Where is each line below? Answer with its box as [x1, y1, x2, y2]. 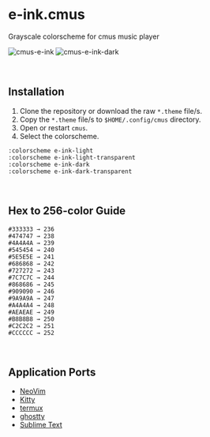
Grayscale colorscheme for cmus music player [8, 32, 159, 41]
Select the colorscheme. [19, 131, 99, 141]
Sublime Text [19, 420, 63, 430]
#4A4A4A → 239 [8, 239, 55, 247]
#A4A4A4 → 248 [8, 301, 55, 309]
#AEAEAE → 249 [8, 308, 55, 316]
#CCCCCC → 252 [8, 329, 55, 337]
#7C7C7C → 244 [8, 273, 55, 281]
